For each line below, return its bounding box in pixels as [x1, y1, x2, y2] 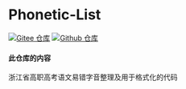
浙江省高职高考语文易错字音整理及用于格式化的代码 [8, 72, 178, 82]
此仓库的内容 [8, 53, 51, 63]
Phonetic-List [8, 6, 101, 24]
